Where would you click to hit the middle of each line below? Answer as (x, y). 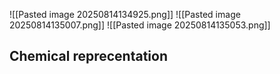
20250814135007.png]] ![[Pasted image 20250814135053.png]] (140, 25)
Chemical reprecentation (88, 56)
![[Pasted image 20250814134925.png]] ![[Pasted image (125, 14)
